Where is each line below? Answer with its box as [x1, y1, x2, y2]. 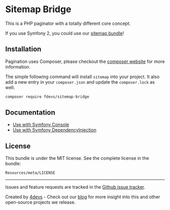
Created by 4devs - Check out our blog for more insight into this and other [5, 194, 160, 200]
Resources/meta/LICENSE [5, 170, 56, 176]
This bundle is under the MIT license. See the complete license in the [5, 155, 149, 161]
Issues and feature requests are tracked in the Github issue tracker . [5, 184, 146, 190]
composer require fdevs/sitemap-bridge [5, 94, 90, 99]
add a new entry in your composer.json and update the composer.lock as [5, 79, 155, 85]
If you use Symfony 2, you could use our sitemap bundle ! [5, 30, 124, 36]
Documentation [5, 108, 56, 117]
